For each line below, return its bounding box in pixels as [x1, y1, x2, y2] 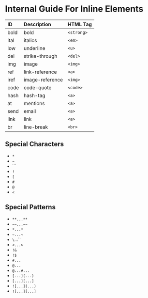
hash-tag [23, 92, 45, 99]
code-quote [23, 84, 52, 91]
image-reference [23, 76, 63, 83]
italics [23, 37, 37, 44]
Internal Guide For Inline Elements [5, 3, 144, 15]
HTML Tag [67, 21, 92, 28]
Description [23, 21, 52, 28]
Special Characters [5, 140, 64, 148]
